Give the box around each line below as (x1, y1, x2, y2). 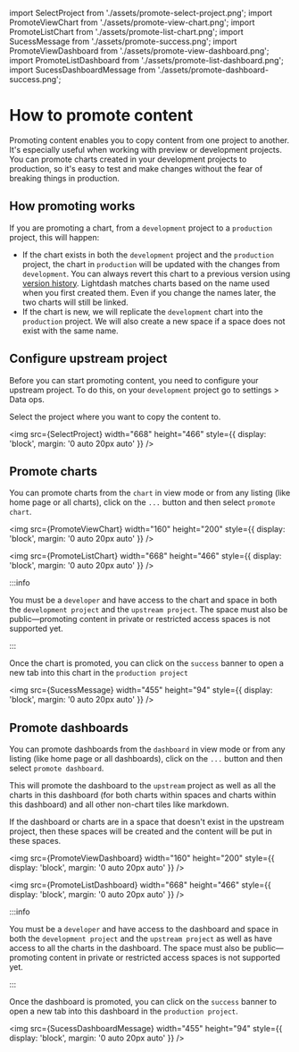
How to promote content (9, 105, 194, 126)
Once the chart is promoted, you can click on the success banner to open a (9, 658, 284, 669)
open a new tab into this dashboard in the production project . (9, 1006, 238, 1017)
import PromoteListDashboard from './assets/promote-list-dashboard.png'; (9, 55, 284, 65)
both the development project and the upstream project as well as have (9, 933, 272, 944)
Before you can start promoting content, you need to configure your (9, 375, 259, 385)
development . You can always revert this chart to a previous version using (21, 268, 291, 279)
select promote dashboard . (9, 763, 104, 774)
